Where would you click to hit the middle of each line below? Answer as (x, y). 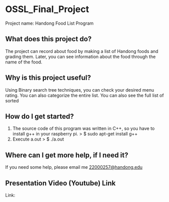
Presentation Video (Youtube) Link (61, 183)
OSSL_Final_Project (47, 9)
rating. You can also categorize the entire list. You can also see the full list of (84, 95)
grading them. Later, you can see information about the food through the (80, 56)
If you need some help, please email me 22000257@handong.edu (74, 167)
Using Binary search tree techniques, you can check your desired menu (80, 90)
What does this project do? (48, 39)
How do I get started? (40, 116)
